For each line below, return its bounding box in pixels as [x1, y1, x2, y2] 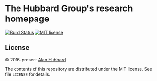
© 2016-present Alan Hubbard [5, 57, 66, 62]
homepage [5, 13, 50, 24]
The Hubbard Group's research [5, 3, 133, 14]
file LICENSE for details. [5, 71, 50, 77]
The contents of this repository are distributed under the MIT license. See [5, 66, 152, 72]
